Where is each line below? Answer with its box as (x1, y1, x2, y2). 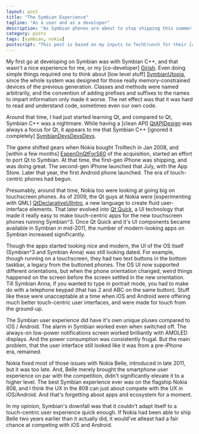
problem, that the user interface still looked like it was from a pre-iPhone (6, 342, 182, 349)
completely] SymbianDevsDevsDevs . (6, 132, 97, 139)
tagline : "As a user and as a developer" (6, 20, 110, 25)
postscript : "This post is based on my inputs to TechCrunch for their (6, 42, 187, 48)
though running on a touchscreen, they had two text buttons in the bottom (6, 255, 187, 262)
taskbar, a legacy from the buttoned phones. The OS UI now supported (6, 261, 179, 268)
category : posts (6, 31, 46, 37)
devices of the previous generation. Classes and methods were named (6, 83, 179, 90)
